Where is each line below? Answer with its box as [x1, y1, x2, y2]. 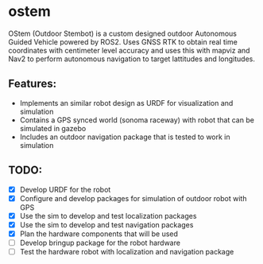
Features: [8, 77, 57, 91]
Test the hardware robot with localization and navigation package [19, 247, 234, 256]
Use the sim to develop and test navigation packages [19, 219, 194, 229]
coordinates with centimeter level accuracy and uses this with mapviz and [8, 45, 250, 55]
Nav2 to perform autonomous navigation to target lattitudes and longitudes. [8, 54, 256, 64]
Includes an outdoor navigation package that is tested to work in [19, 132, 230, 142]
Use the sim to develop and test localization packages [19, 211, 197, 220]
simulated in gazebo [19, 123, 87, 133]
